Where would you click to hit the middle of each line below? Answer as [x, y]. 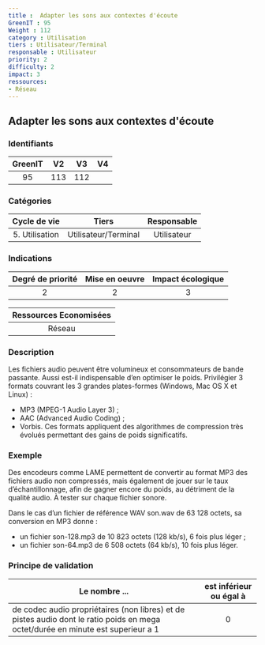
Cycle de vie [36, 221]
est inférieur [228, 586]
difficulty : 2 [32, 67]
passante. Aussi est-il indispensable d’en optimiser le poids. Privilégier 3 [125, 377]
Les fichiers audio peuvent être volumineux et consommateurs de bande [126, 369]
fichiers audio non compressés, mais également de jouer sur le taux [118, 481]
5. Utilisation [36, 235]
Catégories [30, 201]
